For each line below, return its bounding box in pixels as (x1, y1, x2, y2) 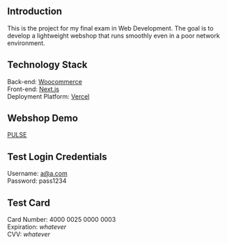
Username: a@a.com (7, 170, 68, 178)
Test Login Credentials (7, 151, 108, 163)
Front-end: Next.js (7, 85, 59, 93)
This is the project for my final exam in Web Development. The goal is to (7, 24, 214, 32)
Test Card (7, 197, 51, 209)
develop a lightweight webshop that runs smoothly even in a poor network (7, 31, 221, 40)
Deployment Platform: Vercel (7, 92, 90, 100)
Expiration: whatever (7, 222, 67, 231)
